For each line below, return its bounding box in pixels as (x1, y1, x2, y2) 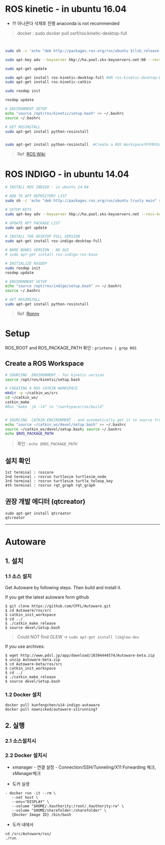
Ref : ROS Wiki (17, 151, 46, 157)
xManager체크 (12, 770, 41, 776)
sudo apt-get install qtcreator (5, 511, 71, 516)
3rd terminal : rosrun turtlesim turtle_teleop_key (5, 479, 113, 484)
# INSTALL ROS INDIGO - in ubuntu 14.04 (5, 185, 89, 190)
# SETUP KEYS (5, 207, 32, 212)
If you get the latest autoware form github (5, 594, 89, 600)
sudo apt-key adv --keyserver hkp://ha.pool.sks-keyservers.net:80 (5, 57, 146, 62)
